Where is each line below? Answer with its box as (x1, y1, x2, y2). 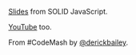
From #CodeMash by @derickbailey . (8, 37, 129, 47)
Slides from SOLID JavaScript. (8, 7, 108, 16)
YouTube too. (8, 22, 52, 31)
